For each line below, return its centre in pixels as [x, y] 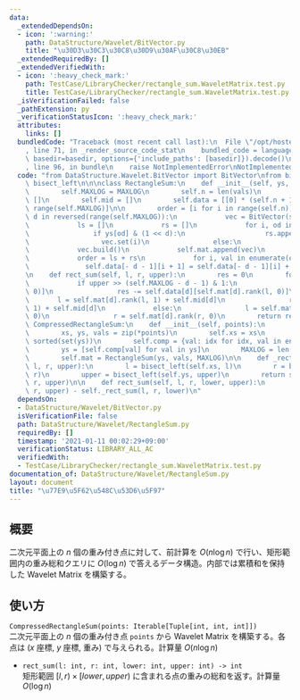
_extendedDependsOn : [55, 26]
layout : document [42, 482]
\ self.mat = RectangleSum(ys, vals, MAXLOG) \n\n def [147, 358]
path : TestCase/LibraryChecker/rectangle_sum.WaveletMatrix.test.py [155, 84]
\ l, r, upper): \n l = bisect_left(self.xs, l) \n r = [155, 366]
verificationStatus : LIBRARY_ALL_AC [85, 449]
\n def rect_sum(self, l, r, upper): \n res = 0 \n [139, 275]
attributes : [40, 126]
